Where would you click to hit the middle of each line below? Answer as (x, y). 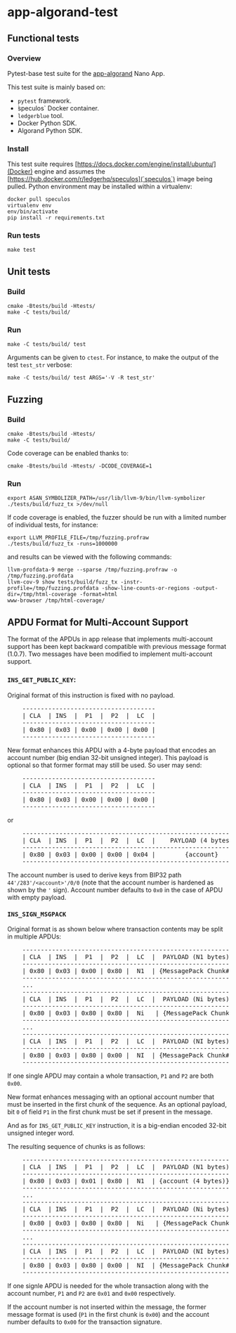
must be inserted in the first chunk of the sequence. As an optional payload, (117, 1104)
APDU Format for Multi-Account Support (98, 622)
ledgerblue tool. (40, 115)
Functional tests (43, 38)
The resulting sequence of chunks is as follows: (76, 1146)
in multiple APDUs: (34, 936)
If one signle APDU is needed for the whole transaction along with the (108, 1286)
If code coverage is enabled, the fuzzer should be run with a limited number (117, 517)
